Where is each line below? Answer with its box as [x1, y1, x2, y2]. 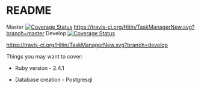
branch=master [6, 29, 45, 36]
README [6, 4, 52, 17]
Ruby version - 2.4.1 [14, 64, 64, 72]
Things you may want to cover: [6, 53, 83, 60]
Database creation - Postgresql [14, 76, 93, 83]
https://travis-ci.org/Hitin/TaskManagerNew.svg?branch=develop [6, 41, 169, 48]
